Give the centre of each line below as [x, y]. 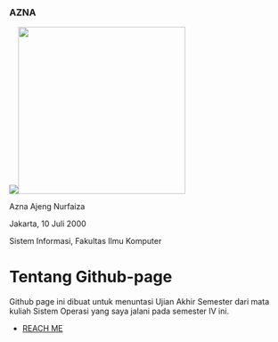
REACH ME [43, 329]
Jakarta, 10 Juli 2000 [48, 224]
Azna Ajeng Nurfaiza [47, 207]
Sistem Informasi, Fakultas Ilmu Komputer [86, 241]
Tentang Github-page [91, 277]
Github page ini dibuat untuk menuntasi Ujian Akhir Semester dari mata [139, 302]
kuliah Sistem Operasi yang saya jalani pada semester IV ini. [119, 311]
